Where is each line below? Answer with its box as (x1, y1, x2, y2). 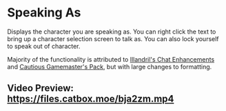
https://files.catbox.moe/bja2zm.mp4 (7, 93, 174, 105)
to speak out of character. (7, 42, 81, 50)
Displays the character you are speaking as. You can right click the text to (7, 27, 216, 36)
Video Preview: (7, 82, 74, 94)
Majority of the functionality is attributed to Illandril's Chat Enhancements (7, 55, 215, 63)
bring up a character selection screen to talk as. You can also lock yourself (7, 34, 219, 42)
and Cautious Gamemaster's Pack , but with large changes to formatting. (7, 62, 212, 71)
